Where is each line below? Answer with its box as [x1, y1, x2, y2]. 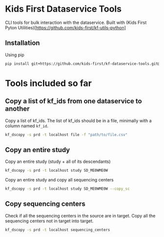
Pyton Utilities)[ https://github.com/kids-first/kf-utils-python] [5, 24, 126, 30]
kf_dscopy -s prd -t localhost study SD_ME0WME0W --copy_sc [5, 186, 130, 191]
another [5, 105, 30, 113]
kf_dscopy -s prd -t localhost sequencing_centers [5, 227, 110, 232]
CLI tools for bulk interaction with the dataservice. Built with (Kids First [5, 20, 147, 25]
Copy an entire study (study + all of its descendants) [5, 158, 111, 164]
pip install [5, 61, 29, 66]
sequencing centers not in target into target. [5, 218, 94, 224]
